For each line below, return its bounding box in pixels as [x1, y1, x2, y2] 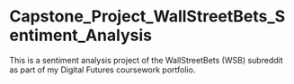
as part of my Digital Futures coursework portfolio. [9, 64, 196, 75]
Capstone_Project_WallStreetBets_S [9, 6, 286, 27]
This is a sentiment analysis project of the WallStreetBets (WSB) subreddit [9, 55, 283, 65]
